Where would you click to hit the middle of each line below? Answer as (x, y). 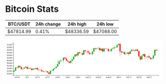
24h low (105, 24)
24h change (48, 24)
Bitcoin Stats (32, 9)
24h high (77, 24)
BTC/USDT (19, 24)
